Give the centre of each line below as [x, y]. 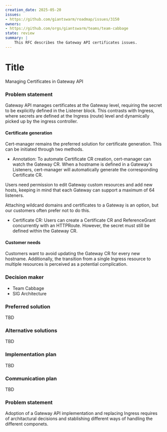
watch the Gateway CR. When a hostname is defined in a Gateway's [82, 164]
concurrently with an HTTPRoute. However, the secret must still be [81, 226]
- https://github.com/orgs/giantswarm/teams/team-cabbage [67, 29]
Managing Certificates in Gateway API [44, 81]
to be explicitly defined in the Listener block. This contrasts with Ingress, [80, 111]
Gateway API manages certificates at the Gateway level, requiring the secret [83, 105]
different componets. [27, 424]
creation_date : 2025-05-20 [33, 10]
